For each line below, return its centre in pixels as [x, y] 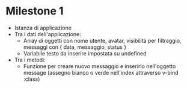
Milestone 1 [35, 11]
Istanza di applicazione [43, 28]
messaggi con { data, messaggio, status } [75, 47]
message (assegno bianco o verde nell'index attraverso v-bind [101, 72]
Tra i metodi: [30, 60]
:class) [32, 79]
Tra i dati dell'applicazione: [48, 34]
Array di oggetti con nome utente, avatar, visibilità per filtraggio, [102, 40]
